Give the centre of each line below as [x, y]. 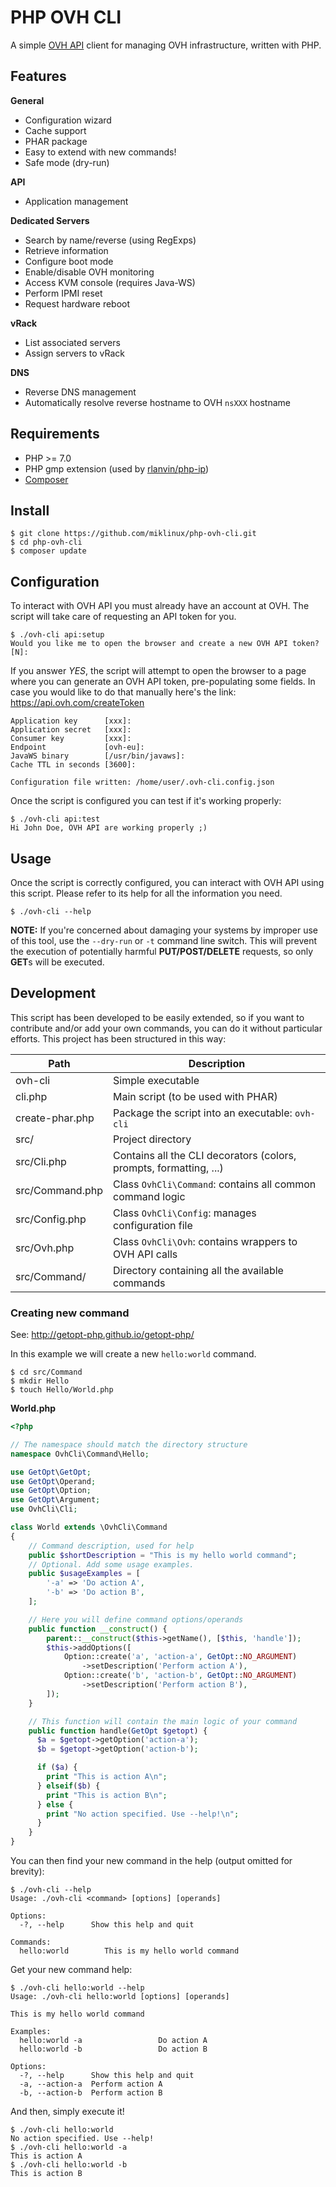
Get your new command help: [71, 1970]
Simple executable [156, 1080]
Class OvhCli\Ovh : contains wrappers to [205, 1241]
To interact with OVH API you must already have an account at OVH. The [160, 606]
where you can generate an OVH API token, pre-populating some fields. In [163, 682]
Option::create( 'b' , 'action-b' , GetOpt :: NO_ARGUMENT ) [180, 1676]
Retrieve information [66, 250]
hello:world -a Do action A [113, 2041]
